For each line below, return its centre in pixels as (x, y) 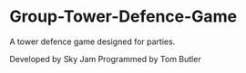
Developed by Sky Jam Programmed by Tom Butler (106, 59)
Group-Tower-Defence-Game (123, 17)
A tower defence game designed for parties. (92, 41)
